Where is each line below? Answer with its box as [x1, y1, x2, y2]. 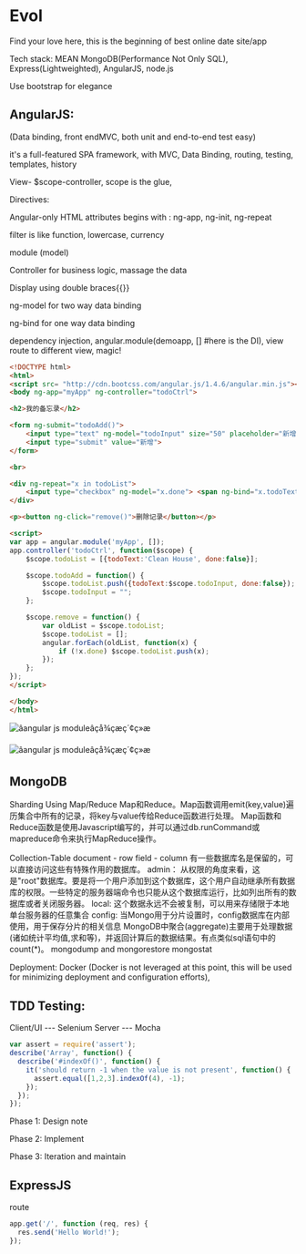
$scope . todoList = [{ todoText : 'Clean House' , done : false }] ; [25, 554, 259, 563]
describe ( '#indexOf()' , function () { [17, 1057, 161, 1066]
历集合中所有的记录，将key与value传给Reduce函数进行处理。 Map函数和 [9, 810, 282, 821]
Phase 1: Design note [9, 1115, 88, 1126]
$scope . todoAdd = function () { [25, 570, 145, 580]
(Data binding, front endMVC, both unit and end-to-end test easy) [9, 131, 257, 142]
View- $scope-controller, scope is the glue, [9, 176, 173, 187]
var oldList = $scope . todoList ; [42, 621, 166, 630]
